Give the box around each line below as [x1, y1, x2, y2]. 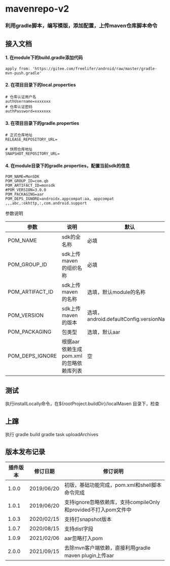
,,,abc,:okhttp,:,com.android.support [5, 201, 87, 206]
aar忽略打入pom [64, 535, 103, 542]
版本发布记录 [5, 448, 46, 456]
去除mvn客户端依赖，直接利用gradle [64, 544, 151, 551]
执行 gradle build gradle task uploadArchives [5, 431, 99, 437]
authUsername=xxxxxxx [5, 98, 51, 104]
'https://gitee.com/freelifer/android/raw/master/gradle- [32, 66, 157, 71]
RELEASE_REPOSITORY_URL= [5, 137, 58, 142]
